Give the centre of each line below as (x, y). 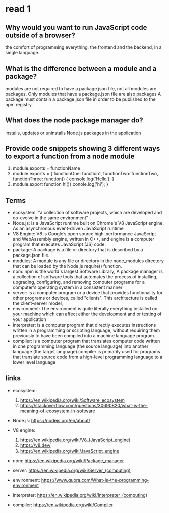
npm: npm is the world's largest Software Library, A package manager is (88, 271)
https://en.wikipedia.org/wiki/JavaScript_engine (70, 451)
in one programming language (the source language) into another (80, 346)
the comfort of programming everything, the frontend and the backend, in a (84, 47)
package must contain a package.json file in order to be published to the (80, 99)
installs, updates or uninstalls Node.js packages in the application (73, 133)
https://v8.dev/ (35, 445)
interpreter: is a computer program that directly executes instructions (84, 325)
